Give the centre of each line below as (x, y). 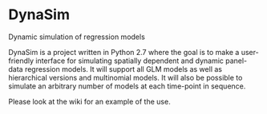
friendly (21, 61)
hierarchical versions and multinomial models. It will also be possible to (125, 77)
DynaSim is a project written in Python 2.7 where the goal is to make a (124, 52)
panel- (237, 61)
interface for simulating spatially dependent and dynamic (130, 61)
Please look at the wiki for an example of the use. (89, 101)
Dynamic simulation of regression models (77, 37)
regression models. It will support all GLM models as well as (123, 69)
